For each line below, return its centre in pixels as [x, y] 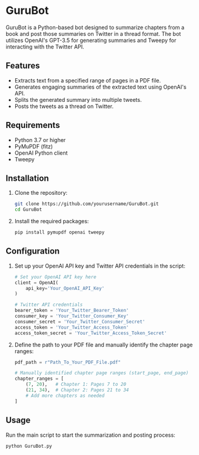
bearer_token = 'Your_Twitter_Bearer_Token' [72, 311]
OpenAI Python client [41, 153]
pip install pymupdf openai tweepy [59, 232]
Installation [27, 178]
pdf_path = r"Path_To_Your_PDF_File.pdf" [68, 362]
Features [23, 66]
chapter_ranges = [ [39, 379]
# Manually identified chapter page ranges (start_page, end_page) [101, 373]
